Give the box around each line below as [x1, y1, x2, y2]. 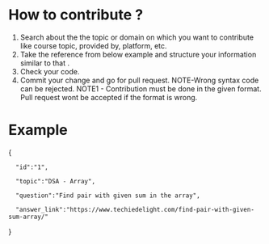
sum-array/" [8, 212, 48, 221]
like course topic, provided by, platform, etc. [19, 40, 167, 50]
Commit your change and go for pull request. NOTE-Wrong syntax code [19, 75, 259, 85]
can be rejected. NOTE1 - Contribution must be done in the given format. [19, 83, 262, 94]
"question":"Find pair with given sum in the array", [15, 191, 200, 200]
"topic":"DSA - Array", [15, 177, 95, 185]
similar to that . [19, 58, 70, 68]
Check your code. [19, 66, 80, 76]
